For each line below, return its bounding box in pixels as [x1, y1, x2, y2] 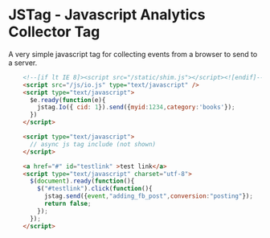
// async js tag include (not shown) [29, 140, 157, 148]
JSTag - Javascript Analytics [8, 6, 206, 24]
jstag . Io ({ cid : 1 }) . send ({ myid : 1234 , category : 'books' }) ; [37, 103, 235, 112]
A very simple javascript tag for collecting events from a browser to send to [8, 49, 258, 59]
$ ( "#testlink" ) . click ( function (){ [37, 185, 153, 193]
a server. [8, 58, 38, 68]
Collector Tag [8, 23, 100, 41]
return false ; [43, 199, 92, 208]
